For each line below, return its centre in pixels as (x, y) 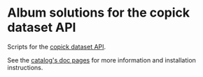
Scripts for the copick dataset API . (57, 46)
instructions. (25, 67)
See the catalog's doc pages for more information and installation (101, 60)
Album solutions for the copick (99, 13)
